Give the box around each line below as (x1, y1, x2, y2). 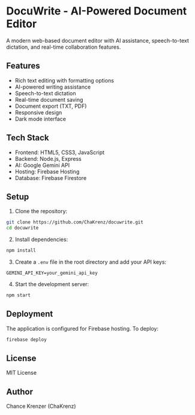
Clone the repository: (14, 208, 68, 215)
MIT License (6, 369, 37, 376)
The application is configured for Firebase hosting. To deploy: (6, 325, 159, 332)
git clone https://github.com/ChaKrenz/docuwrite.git (6, 219, 144, 225)
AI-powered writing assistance (14, 83, 91, 90)
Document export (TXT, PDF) (14, 102, 87, 110)
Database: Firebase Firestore (14, 174, 87, 181)
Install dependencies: (14, 236, 68, 243)
